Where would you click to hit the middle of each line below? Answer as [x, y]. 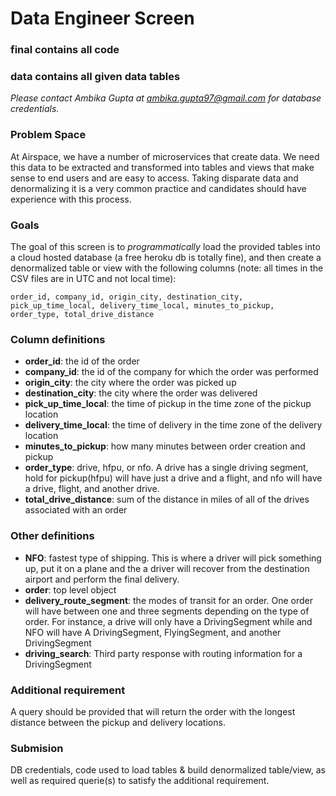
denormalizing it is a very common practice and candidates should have [158, 188]
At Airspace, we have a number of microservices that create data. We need [165, 156]
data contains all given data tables [95, 77]
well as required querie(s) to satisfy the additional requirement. [140, 781]
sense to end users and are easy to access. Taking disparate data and [154, 178]
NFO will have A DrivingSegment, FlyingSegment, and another [153, 632]
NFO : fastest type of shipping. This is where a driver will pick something [173, 558]
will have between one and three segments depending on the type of [167, 611]
